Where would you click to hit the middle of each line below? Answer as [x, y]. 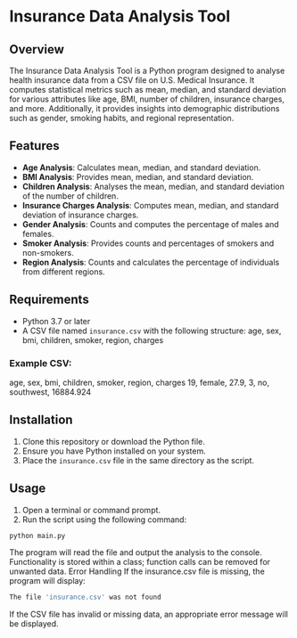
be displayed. [34, 624]
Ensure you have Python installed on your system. [114, 451]
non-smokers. [48, 252]
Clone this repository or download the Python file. [113, 441]
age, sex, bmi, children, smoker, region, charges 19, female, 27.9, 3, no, [140, 382]
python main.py [37, 536]
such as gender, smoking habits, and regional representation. [122, 118]
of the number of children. [70, 196]
